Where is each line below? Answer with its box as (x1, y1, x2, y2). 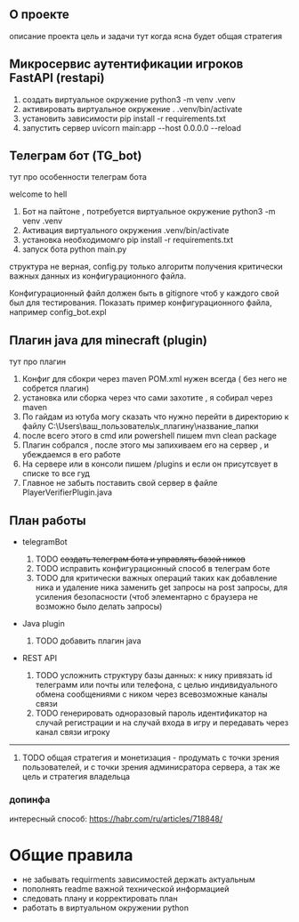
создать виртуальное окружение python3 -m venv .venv (21, 93, 236, 105)
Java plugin (21, 619, 65, 629)
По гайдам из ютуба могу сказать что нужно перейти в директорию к (21, 411, 289, 422)
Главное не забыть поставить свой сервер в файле (21, 478, 218, 489)
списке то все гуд (21, 468, 91, 479)
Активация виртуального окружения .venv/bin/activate (21, 225, 230, 236)
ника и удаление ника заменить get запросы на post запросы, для (35, 582, 287, 593)
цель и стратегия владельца (21, 772, 131, 782)
